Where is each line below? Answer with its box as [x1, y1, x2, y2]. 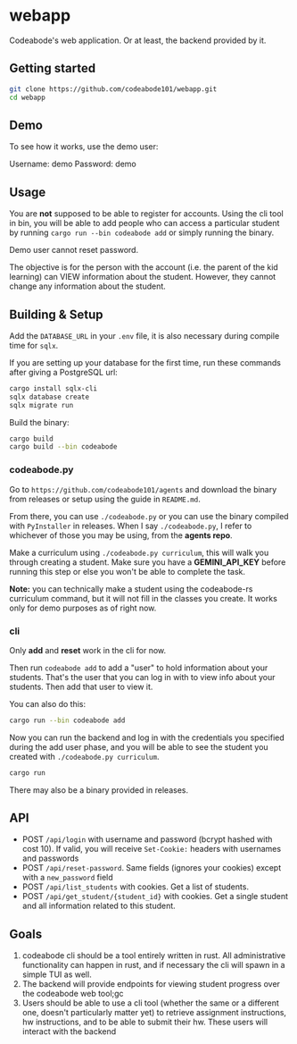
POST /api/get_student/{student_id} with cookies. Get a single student [21, 891, 288, 902]
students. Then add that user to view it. [9, 681, 153, 692]
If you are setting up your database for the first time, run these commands [9, 357, 281, 367]
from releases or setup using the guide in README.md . [9, 493, 201, 504]
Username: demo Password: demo [9, 158, 136, 170]
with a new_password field [21, 872, 113, 883]
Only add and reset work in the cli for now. [9, 644, 167, 655]
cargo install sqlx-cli [9, 383, 98, 393]
